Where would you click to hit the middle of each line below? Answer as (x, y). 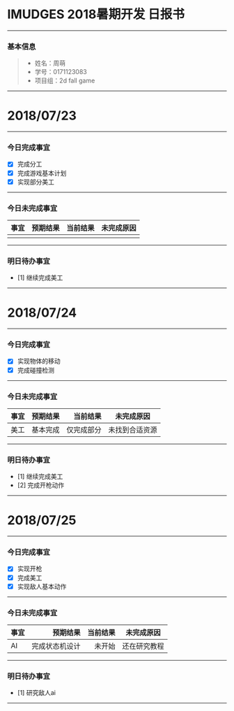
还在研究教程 (143, 646)
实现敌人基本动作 (42, 586)
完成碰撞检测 (36, 370)
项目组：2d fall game (65, 80)
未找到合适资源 (133, 429)
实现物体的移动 (39, 361)
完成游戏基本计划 (42, 173)
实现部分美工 (36, 182)
